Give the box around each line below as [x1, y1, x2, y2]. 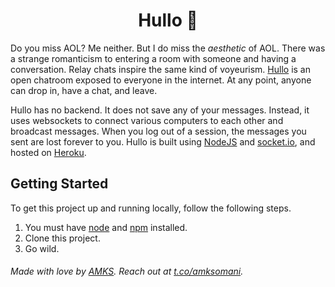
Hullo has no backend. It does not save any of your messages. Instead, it [10, 104, 310, 116]
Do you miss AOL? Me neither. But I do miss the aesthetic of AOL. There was [10, 42, 326, 54]
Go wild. [24, 242, 60, 254]
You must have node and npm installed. [24, 221, 188, 233]
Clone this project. [24, 232, 101, 244]
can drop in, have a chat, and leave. [10, 84, 158, 96]
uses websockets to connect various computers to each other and [10, 114, 284, 126]
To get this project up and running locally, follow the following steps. [10, 202, 292, 214]
